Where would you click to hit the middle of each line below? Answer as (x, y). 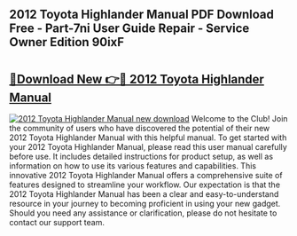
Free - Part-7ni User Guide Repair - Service (129, 29)
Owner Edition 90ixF (67, 42)
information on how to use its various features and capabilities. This (133, 166)
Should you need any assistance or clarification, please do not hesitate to (143, 213)
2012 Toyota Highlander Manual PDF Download (142, 15)
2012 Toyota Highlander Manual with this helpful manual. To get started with (148, 138)
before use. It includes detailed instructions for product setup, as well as (141, 156)
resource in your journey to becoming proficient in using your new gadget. (145, 204)
